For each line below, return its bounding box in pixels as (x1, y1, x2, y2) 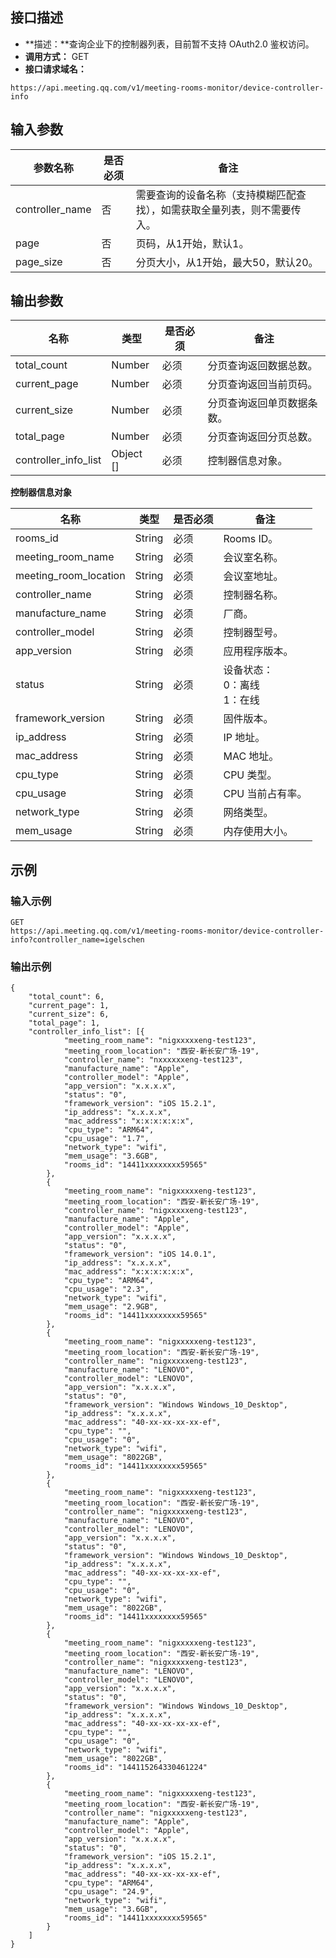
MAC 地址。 (223, 749, 280, 763)
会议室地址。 (223, 569, 284, 583)
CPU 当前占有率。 (223, 787, 308, 801)
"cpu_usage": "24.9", (63, 1887, 155, 1897)
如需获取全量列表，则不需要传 (160, 203, 302, 217)
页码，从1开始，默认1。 (135, 236, 250, 250)
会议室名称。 (223, 551, 284, 565)
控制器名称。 (223, 588, 284, 602)
